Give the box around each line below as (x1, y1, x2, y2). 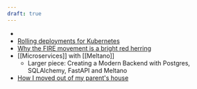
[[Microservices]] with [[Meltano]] (17, 51, 114, 60)
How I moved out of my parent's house (17, 74, 129, 82)
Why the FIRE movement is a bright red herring (17, 44, 151, 52)
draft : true (7, 10, 42, 17)
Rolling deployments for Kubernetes (17, 36, 120, 45)
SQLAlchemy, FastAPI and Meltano (27, 66, 128, 74)
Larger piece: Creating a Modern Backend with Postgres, (27, 58, 191, 67)
